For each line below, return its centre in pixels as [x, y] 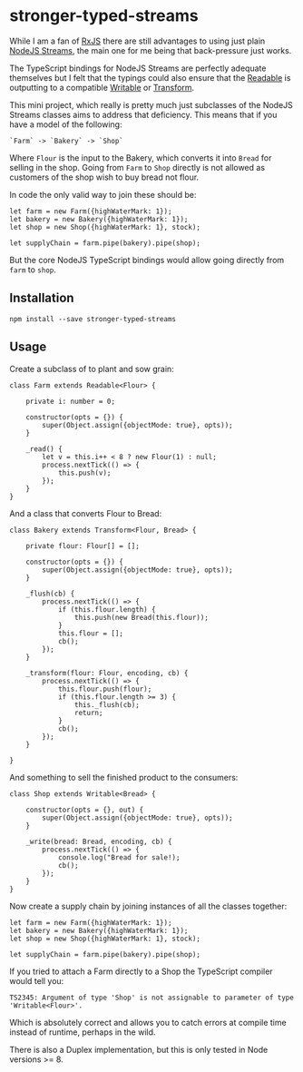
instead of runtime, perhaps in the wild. [83, 1032]
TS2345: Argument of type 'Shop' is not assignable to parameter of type [152, 998]
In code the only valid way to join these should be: [103, 194]
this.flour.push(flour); [105, 689]
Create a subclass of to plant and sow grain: [92, 369]
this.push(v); [84, 473]
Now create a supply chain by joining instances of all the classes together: [148, 906]
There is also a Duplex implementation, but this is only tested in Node [139, 1049]
